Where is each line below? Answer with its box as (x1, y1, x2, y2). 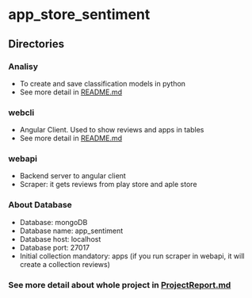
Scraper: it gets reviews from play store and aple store (19, 180, 197, 189)
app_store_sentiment (8, 6, 151, 24)
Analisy (8, 61, 38, 72)
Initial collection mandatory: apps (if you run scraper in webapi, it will (19, 251, 245, 261)
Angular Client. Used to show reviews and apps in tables (19, 125, 204, 135)
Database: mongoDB (19, 217, 88, 227)
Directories (8, 37, 65, 51)
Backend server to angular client (19, 171, 127, 181)
